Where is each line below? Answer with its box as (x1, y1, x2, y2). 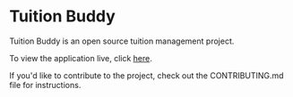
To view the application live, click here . (9, 53, 152, 63)
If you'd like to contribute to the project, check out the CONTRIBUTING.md (9, 69, 284, 81)
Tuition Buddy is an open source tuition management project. (9, 36, 235, 46)
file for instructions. (9, 79, 82, 90)
